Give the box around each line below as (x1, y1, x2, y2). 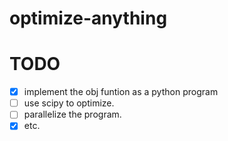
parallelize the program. (23, 108, 122, 121)
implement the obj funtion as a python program (23, 86, 219, 98)
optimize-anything (9, 7, 168, 30)
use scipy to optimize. (23, 97, 115, 109)
